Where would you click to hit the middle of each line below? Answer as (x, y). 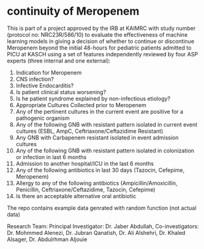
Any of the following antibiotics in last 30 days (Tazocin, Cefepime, (100, 170)
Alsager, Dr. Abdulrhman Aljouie (47, 239)
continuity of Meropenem (73, 11)
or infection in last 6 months (51, 157)
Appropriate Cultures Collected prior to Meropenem (81, 105)
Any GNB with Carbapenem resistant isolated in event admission (97, 137)
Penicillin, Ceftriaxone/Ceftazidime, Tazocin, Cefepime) (85, 189)
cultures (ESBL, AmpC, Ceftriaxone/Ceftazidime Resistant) (89, 131)
